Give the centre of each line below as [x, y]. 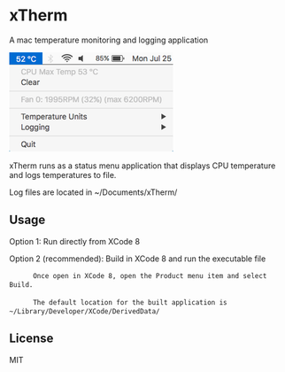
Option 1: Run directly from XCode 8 [74, 241]
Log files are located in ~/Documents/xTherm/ [93, 192]
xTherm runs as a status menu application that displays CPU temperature [142, 166]
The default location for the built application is [130, 302]
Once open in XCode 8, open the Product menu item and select [150, 275]
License [31, 339]
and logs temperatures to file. [63, 174]
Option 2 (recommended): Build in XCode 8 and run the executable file [138, 259]
